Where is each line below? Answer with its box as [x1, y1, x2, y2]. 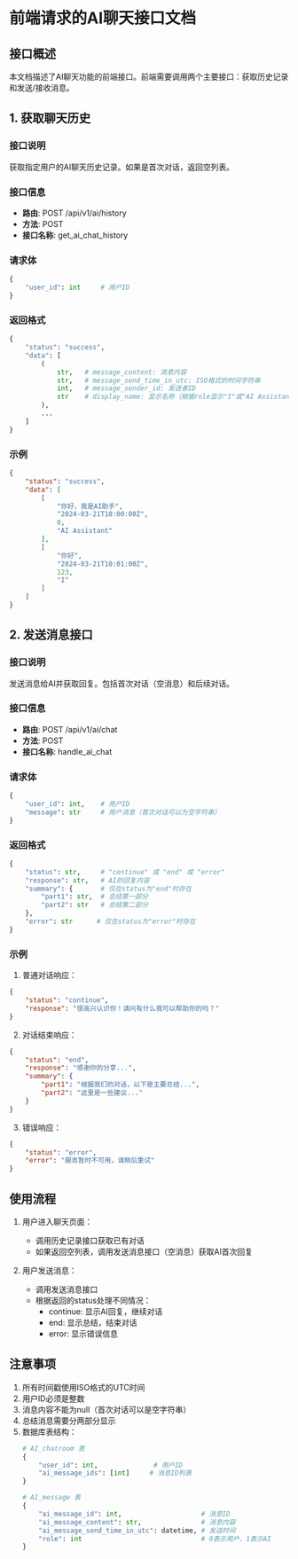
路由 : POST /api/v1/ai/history [21, 208, 127, 218]
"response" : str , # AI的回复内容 [25, 875, 150, 885]
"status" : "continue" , [25, 996, 109, 1005]
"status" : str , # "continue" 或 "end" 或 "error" [25, 867, 225, 876]
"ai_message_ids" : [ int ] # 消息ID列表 [38, 1469, 192, 1477]
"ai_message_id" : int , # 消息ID [38, 1509, 231, 1518]
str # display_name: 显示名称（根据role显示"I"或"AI [56, 392, 255, 402]
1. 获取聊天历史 [9, 111, 91, 126]
